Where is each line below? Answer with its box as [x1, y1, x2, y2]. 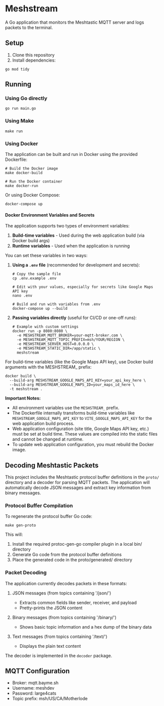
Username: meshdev [12, 685, 55, 691]
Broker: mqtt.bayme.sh [12, 680, 59, 686]
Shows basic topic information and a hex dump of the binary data [19, 624, 152, 630]
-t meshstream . [9, 387, 43, 392]
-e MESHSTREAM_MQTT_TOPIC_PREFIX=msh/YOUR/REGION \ [17, 337, 125, 342]
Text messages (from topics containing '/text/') [12, 633, 108, 639]
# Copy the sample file [12, 272, 61, 277]
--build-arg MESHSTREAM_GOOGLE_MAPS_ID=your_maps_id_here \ [9, 382, 135, 387]
